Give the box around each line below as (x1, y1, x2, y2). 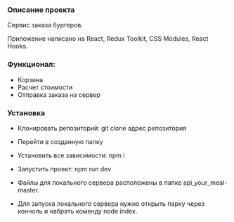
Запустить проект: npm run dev (17, 164, 112, 173)
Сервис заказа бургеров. (7, 21, 83, 30)
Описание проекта (7, 5, 75, 15)
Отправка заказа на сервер (17, 90, 100, 99)
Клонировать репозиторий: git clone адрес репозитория (17, 124, 187, 132)
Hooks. (7, 42, 28, 51)
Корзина (17, 75, 44, 84)
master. (17, 185, 40, 194)
